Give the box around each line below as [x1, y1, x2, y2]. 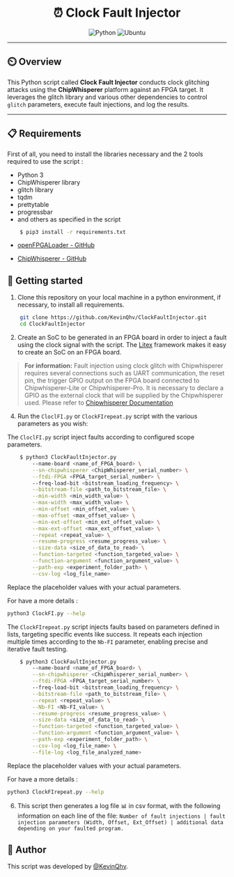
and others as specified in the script [17, 215, 121, 224]
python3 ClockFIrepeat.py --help [7, 789, 104, 795]
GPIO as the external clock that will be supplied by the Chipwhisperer [24, 391, 224, 399]
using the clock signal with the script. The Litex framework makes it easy [17, 341, 226, 349]
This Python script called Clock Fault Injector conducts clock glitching [7, 78, 210, 86]
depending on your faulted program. [17, 825, 124, 832]
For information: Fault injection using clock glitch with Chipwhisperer [24, 362, 224, 370]
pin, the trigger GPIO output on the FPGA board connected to [24, 376, 200, 385]
